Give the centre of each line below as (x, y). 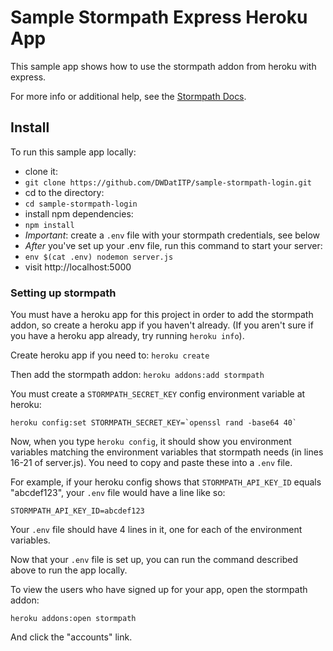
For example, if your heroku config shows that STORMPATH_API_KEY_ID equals (166, 482)
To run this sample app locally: (73, 152)
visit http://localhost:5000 (78, 267)
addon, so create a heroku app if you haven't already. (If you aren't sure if (162, 325)
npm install (49, 225)
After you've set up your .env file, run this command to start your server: (173, 245)
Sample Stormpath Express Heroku (159, 17)
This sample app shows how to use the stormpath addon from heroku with (163, 66)
